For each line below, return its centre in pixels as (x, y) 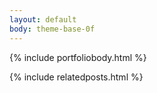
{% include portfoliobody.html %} (78, 57)
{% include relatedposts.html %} (76, 77)
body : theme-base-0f (52, 29)
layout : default (43, 19)
